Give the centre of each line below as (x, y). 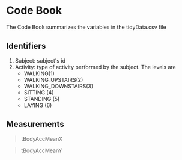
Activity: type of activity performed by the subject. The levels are (95, 67)
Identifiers (26, 46)
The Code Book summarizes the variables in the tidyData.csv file (86, 27)
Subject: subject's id (40, 60)
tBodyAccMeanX (42, 138)
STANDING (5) (42, 99)
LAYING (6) (38, 105)
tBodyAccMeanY (41, 150)
